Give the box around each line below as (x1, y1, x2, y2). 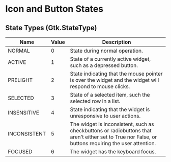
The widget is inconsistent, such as (70, 121, 154, 128)
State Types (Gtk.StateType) (5, 24, 97, 32)
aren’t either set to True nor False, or (70, 133, 157, 141)
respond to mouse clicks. (70, 83, 130, 90)
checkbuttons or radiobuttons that (70, 127, 152, 134)
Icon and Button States (5, 3, 103, 15)
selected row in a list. (70, 98, 121, 105)
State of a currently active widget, (70, 56, 151, 62)
